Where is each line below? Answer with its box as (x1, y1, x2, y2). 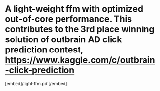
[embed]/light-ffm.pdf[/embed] (5, 80, 67, 86)
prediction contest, (5, 44, 84, 55)
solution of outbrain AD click (5, 34, 122, 45)
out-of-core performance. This (5, 13, 132, 25)
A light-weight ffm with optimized (5, 3, 144, 14)
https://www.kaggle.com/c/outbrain (5, 54, 155, 65)
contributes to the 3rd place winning (5, 24, 155, 35)
